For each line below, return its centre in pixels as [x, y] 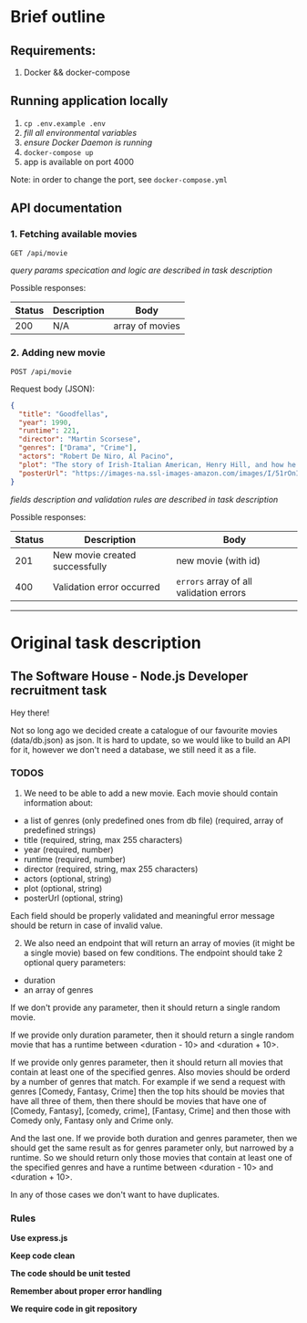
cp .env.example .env [64, 124]
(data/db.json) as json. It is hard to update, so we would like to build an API [150, 740]
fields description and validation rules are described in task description [144, 499]
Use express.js [39, 1238]
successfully [80, 566]
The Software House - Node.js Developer [129, 677]
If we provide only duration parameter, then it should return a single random [153, 1035]
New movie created [94, 555]
